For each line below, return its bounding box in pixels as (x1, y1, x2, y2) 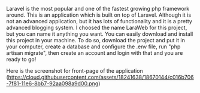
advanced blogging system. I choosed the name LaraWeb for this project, (6, 24, 187, 31)
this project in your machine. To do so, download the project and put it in (6, 37, 186, 44)
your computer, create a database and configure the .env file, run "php (6, 43, 181, 50)
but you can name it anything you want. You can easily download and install (6, 30, 193, 38)
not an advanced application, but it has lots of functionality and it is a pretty (6, 18, 193, 24)
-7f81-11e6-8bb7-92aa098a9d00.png (6, 80, 99, 87)
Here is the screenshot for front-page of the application (6, 67, 144, 74)
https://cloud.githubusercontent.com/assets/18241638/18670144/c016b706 (8, 74, 194, 80)
